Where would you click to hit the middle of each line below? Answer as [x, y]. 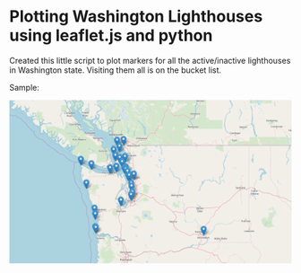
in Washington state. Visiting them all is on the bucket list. [116, 70]
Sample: [25, 87]
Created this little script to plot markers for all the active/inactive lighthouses [150, 60]
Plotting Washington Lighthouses [136, 17]
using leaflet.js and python [111, 35]
